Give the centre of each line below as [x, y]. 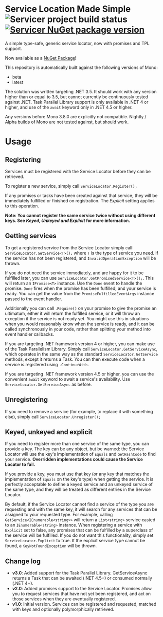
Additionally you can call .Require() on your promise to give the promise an [81, 308]
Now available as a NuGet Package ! [41, 58]
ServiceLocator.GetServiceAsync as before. [49, 384]
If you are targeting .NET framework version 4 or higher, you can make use [80, 344]
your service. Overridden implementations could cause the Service [74, 459]
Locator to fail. [20, 464]
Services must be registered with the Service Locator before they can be [78, 171]
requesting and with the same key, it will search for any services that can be [81, 509]
